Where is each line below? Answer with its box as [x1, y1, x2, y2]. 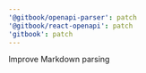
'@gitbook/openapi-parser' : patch [8, 12, 138, 22]
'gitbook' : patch [8, 29, 73, 38]
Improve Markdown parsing [8, 54, 110, 65]
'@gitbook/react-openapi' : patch [8, 21, 133, 30]
